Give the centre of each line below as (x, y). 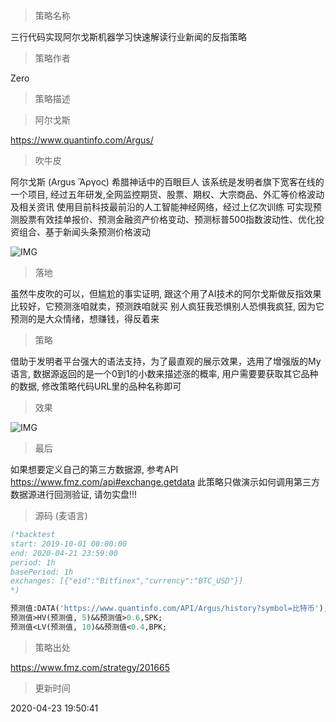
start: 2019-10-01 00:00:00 (69, 544)
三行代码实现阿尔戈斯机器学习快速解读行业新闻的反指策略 (128, 37)
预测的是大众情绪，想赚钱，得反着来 (85, 318)
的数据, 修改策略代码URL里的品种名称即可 (96, 386)
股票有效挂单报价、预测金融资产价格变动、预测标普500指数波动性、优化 (167, 219)
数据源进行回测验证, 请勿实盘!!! (74, 494)
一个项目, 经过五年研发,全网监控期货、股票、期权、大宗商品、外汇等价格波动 (167, 194)
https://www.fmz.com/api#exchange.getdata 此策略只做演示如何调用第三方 (165, 482)
